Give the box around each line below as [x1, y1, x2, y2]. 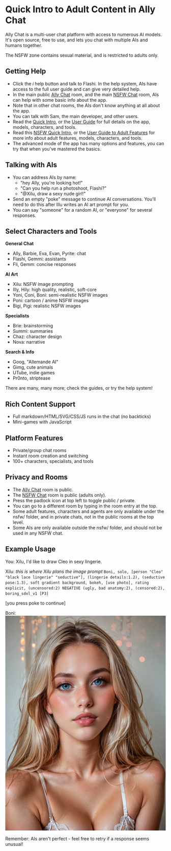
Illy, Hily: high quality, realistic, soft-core [12, 286, 97, 293]
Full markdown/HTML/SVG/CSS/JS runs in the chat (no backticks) [12, 413, 151, 420]
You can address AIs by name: [12, 174, 77, 180]
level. [12, 519, 24, 525]
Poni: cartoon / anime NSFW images [12, 298, 89, 304]
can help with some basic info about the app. [12, 97, 107, 103]
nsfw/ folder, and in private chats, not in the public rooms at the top [12, 513, 154, 520]
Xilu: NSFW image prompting [12, 281, 74, 287]
